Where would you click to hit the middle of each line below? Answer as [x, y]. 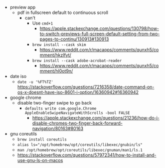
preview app [23, 7]
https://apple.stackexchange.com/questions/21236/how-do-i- [96, 118]
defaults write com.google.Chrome [61, 108]
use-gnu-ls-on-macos [40, 160]
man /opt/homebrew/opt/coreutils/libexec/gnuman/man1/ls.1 [80, 150]
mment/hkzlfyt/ [55, 55]
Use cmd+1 [43, 23]
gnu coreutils [23, 134]
